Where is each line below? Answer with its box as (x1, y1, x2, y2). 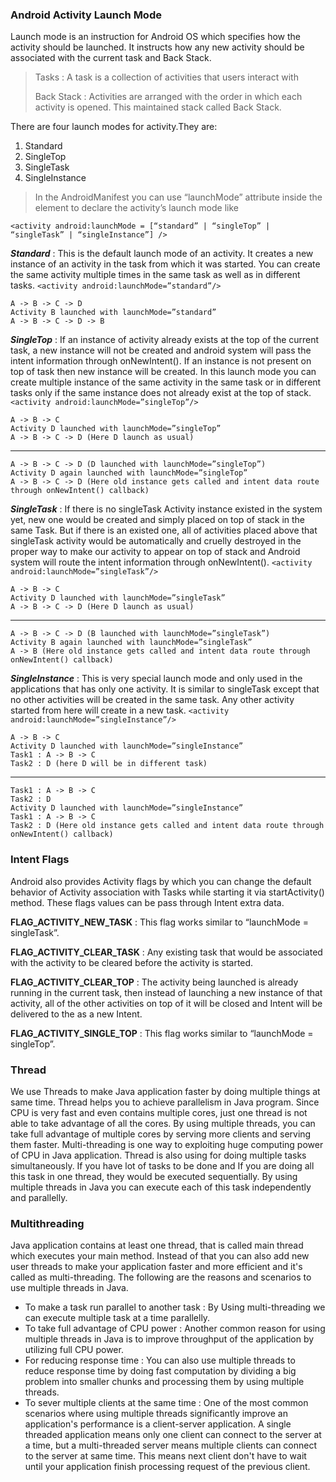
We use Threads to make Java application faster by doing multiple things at (10, 1085, 321, 1097)
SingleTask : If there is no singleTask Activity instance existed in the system (10, 503, 323, 515)
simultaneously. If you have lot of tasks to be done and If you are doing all (10, 1159, 315, 1172)
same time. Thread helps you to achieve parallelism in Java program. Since (10, 1096, 320, 1108)
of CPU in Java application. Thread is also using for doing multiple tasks (10, 1149, 307, 1161)
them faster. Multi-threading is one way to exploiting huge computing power (10, 1138, 324, 1150)
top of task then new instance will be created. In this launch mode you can (10, 366, 317, 378)
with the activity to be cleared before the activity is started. (10, 956, 254, 968)
